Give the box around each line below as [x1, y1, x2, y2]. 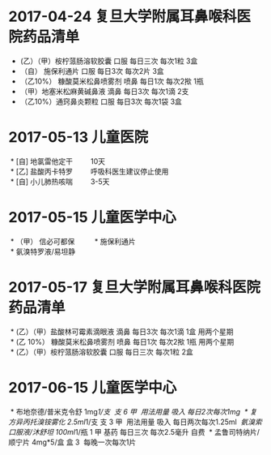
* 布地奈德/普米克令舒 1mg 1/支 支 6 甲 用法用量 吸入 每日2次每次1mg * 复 [10, 406, 257, 416]
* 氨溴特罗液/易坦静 [10, 247, 75, 256]
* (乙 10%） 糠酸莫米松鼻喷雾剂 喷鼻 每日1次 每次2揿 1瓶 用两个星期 [10, 337, 235, 346]
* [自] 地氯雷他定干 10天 [10, 156, 106, 166]
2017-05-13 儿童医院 [8, 128, 149, 147]
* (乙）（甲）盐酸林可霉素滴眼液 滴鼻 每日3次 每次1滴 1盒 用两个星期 [10, 326, 234, 337]
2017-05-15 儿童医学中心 [8, 208, 176, 227]
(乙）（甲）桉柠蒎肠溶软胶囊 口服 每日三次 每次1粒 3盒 [19, 56, 198, 66]
